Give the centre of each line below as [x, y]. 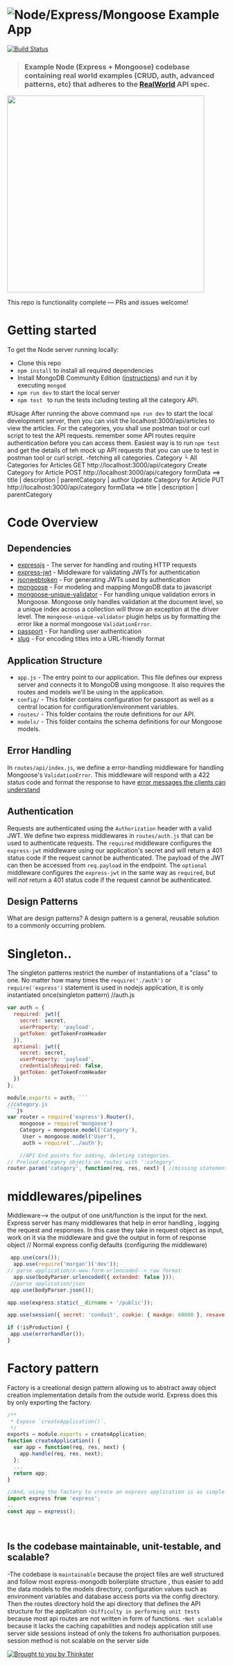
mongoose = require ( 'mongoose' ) [66, 1124]
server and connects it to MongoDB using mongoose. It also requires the [121, 685]
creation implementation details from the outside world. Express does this [112, 1395]
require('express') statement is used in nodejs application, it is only [105, 988]
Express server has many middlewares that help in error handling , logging [113, 1223]
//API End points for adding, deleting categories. [96, 1155]
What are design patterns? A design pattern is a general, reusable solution [113, 918]
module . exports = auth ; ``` [48, 1098]
